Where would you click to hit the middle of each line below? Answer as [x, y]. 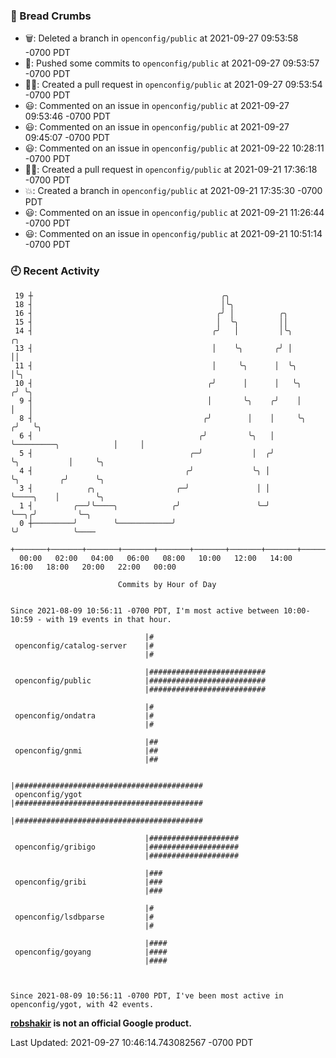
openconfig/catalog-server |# [84, 645]
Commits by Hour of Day [167, 584]
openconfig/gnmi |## [86, 750]
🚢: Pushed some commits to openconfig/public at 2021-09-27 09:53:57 [172, 63]
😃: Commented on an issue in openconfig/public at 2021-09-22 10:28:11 [174, 148]
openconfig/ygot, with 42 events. [82, 1004]
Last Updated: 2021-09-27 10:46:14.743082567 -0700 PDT [132, 1042]
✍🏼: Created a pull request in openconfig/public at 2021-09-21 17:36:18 [171, 170]
